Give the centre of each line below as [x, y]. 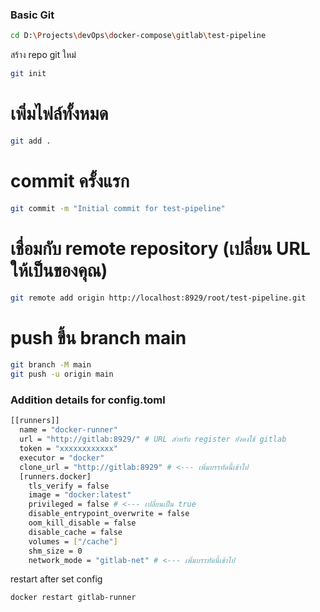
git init [28, 74]
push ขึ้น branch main [98, 337]
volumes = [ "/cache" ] [73, 541]
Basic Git [32, 15]
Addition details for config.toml [88, 400]
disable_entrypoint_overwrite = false [109, 514]
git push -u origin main [62, 374]
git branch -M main [51, 365]
